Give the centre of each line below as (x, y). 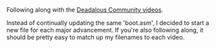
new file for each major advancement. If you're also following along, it (105, 30)
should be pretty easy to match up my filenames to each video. (96, 37)
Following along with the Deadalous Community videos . (85, 10)
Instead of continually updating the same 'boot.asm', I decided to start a (108, 23)
